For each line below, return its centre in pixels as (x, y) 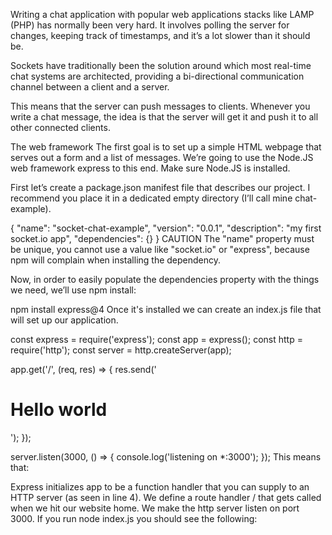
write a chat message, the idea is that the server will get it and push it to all (164, 117)
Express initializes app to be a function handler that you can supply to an (160, 486)
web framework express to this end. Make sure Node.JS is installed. (150, 168)
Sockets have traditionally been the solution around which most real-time (161, 65)
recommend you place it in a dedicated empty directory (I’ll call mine (151, 198)
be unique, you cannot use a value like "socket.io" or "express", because (160, 249)
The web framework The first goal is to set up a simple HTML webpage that (166, 147)
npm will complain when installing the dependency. (116, 260)
